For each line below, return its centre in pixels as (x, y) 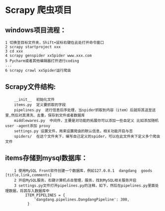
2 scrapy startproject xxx (33, 47)
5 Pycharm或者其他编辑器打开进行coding (42, 61)
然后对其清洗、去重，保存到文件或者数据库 (48, 115)
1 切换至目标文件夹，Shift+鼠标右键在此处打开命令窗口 (55, 43)
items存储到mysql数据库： (46, 158)
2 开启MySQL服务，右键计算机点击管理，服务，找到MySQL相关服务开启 (75, 180)
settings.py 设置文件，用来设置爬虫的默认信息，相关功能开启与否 (73, 131)
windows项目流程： (36, 30)
